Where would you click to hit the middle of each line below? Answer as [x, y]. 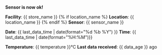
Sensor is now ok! [24, 7]
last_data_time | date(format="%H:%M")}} [49, 37]
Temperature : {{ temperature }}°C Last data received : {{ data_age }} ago [81, 47]
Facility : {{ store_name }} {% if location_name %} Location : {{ [70, 17]
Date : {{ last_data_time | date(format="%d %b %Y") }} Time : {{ [71, 32]
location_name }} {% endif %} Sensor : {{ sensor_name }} [65, 22]
